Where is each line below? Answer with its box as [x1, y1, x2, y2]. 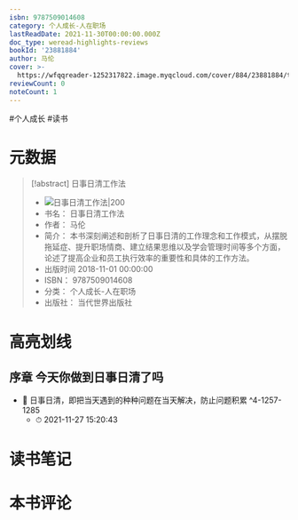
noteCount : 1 [9, 87, 58, 96]
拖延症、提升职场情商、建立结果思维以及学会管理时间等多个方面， [43, 242, 286, 252]
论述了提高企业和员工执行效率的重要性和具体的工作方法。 [43, 252, 255, 263]
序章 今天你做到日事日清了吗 [9, 370, 164, 385]
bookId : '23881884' [9, 46, 82, 55]
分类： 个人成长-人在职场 [43, 286, 136, 297]
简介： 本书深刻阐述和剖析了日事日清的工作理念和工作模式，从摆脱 [43, 230, 288, 241]
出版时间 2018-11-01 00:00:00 [43, 264, 153, 275]
